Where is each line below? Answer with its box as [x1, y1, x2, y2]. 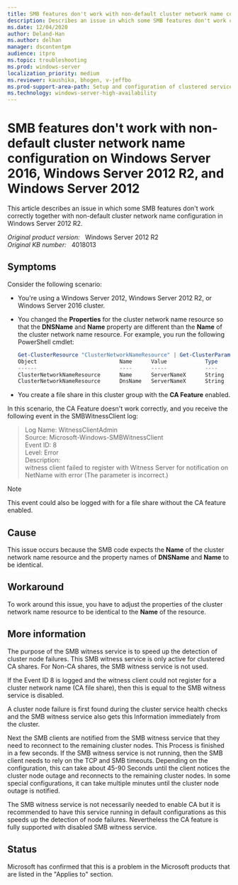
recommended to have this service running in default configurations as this [7, 808, 227, 816]
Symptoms [7, 261, 57, 273]
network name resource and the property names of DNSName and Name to [7, 553, 229, 562]
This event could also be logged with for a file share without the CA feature [7, 499, 227, 507]
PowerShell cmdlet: [17, 337, 74, 346]
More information [7, 628, 86, 640]
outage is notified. [7, 786, 60, 795]
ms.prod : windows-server [7, 63, 81, 70]
